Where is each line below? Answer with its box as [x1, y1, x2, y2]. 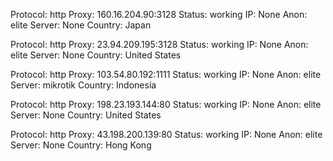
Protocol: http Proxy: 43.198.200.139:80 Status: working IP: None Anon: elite [10, 129, 323, 140]
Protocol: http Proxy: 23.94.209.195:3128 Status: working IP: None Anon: [10, 39, 309, 50]
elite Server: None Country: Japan [10, 19, 152, 31]
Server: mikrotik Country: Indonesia [10, 79, 157, 91]
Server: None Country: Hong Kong [10, 139, 152, 151]
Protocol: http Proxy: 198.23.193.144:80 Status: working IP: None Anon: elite [10, 99, 322, 110]
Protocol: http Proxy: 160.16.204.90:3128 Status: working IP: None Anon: [10, 9, 308, 20]
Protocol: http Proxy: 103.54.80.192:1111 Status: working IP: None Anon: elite [10, 69, 322, 80]
